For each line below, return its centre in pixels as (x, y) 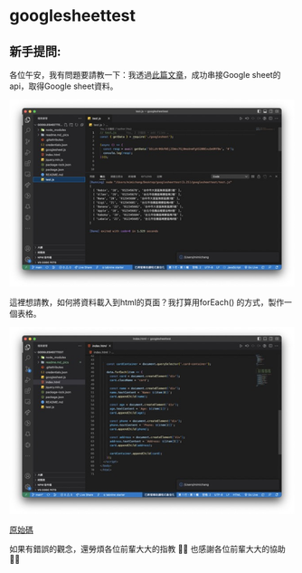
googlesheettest (73, 16)
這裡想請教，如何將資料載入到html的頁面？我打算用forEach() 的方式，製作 (147, 302)
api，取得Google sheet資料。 (64, 86)
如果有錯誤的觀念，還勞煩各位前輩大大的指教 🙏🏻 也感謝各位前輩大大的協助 (148, 549)
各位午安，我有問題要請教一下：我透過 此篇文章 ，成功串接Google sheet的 (145, 75)
